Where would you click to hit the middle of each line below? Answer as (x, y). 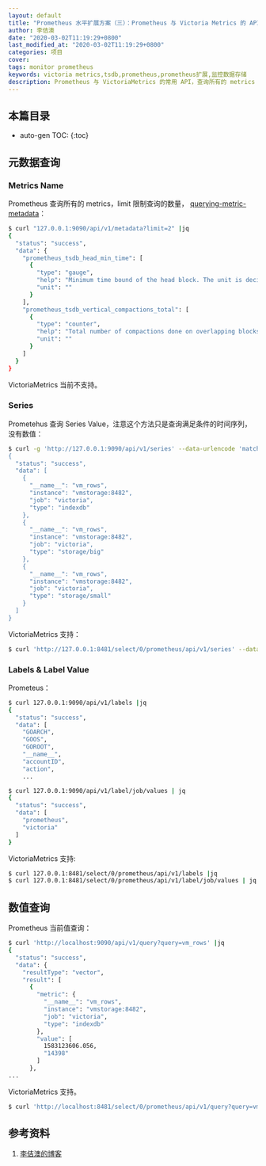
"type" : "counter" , (69, 324)
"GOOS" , (35, 740)
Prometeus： (30, 688)
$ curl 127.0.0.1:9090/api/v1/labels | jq (78, 703)
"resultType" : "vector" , (63, 972)
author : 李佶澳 (31, 30)
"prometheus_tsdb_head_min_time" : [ (83, 258)
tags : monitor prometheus (51, 67)
